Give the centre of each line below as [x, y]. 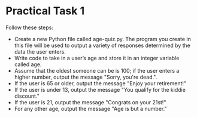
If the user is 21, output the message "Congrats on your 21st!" [90, 102]
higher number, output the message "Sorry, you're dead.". [86, 77]
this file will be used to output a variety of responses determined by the [102, 45]
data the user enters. [40, 51]
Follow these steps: [29, 27]
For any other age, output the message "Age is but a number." [90, 108]
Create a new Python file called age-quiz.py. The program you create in [102, 39]
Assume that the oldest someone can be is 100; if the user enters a [97, 70]
